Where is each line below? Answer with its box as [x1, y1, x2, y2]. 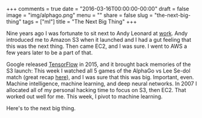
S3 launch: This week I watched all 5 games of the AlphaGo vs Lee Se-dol [6, 67, 191, 74]
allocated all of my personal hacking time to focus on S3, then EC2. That [6, 87, 186, 93]
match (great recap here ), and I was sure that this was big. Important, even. [6, 74, 194, 80]
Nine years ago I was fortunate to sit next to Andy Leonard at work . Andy [6, 30, 188, 37]
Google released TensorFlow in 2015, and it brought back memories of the [6, 61, 191, 68]
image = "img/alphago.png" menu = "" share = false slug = [6, 11, 153, 19]
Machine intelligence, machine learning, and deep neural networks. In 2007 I [6, 80, 197, 87]
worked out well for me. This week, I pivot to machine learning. [6, 93, 163, 100]
